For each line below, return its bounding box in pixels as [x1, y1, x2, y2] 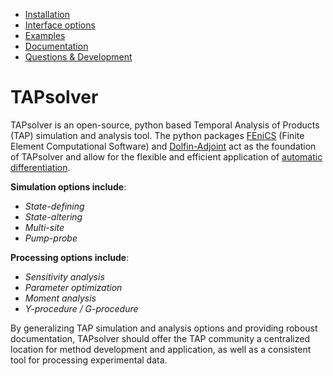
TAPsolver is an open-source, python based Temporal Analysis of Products [10, 119, 320, 131]
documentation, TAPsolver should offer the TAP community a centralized [10, 332, 310, 344]
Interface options [24, 19, 96, 31]
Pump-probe [24, 232, 78, 244]
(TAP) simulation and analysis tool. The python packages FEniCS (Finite [10, 129, 305, 141]
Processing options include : [10, 251, 130, 263]
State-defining [24, 200, 85, 212]
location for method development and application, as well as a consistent [10, 343, 312, 355]
